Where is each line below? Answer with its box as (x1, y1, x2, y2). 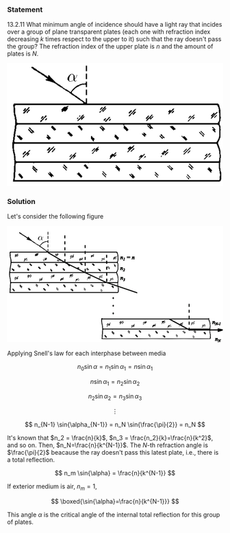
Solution (7, 197, 36, 207)
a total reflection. (7, 455, 55, 464)
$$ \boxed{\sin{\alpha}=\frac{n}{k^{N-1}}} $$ (51, 497, 179, 506)
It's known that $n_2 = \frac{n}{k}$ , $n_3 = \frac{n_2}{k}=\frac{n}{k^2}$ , (7, 434, 214, 442)
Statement (7, 5, 43, 14)
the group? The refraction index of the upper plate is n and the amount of (7, 43, 214, 51)
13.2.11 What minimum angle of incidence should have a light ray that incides (7, 21, 222, 29)
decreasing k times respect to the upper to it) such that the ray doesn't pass (7, 35, 222, 43)
